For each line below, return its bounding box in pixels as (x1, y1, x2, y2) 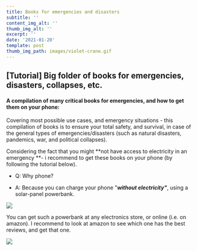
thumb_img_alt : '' (6, 25, 52, 32)
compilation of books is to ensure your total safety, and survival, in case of (6, 123, 192, 131)
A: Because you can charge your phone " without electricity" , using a (14, 184, 189, 191)
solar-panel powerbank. (14, 191, 75, 198)
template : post (6, 43, 45, 49)
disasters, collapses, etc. (6, 80, 103, 91)
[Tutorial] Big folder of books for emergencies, (6, 71, 184, 81)
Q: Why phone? (14, 172, 54, 180)
